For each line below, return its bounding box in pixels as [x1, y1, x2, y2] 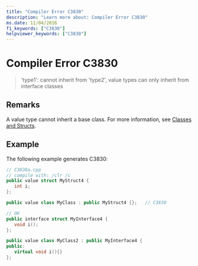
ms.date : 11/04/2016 [6, 20, 58, 26]
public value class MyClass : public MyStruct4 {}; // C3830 [6, 200, 167, 206]
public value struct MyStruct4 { [6, 178, 89, 184]
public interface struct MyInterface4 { [6, 216, 109, 222]
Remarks [6, 100, 41, 110]
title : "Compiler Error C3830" [6, 8, 84, 15]
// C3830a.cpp [6, 166, 42, 173]
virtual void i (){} [14, 249, 63, 255]
